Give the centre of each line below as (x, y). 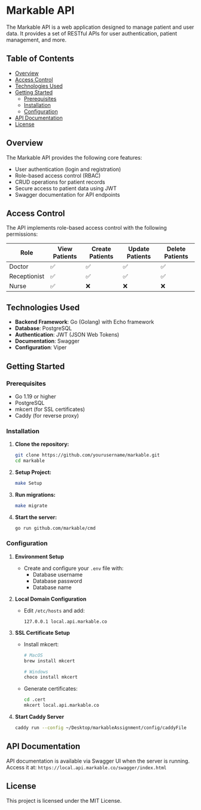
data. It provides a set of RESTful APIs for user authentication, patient (92, 33)
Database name (52, 587)
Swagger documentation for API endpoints (67, 194)
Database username (57, 574)
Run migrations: (35, 494)
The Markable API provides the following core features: (74, 157)
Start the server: (36, 517)
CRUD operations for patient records (60, 182)
